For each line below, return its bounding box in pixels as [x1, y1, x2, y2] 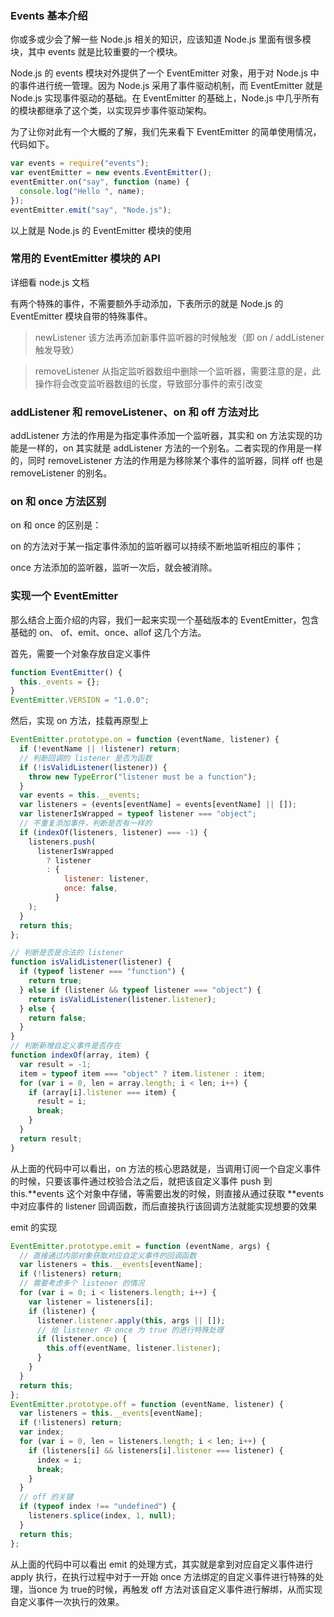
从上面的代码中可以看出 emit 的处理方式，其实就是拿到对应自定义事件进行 [10, 1558, 314, 1570]
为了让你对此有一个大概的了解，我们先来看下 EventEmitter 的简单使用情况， [10, 126, 322, 138]
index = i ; [36, 1455, 83, 1465]
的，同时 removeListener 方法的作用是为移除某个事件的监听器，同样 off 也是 [10, 455, 324, 467]
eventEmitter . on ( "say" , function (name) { [10, 177, 190, 187]
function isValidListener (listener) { [10, 957, 172, 967]
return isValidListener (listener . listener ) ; [28, 994, 217, 1004]
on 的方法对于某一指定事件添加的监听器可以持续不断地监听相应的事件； [10, 540, 304, 552]
